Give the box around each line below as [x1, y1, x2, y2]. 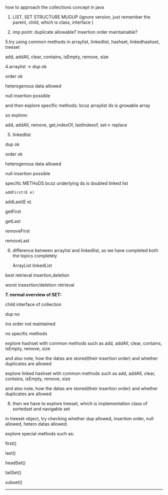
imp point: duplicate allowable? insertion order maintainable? [12, 29, 137, 35]
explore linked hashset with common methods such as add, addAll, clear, [5, 370, 156, 376]
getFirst [5, 208, 21, 214]
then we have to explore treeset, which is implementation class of [12, 401, 147, 406]
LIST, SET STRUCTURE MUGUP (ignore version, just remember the [12, 14, 151, 20]
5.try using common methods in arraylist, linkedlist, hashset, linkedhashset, [5, 39, 160, 45]
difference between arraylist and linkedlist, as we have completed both [12, 247, 158, 253]
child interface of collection [5, 301, 61, 307]
